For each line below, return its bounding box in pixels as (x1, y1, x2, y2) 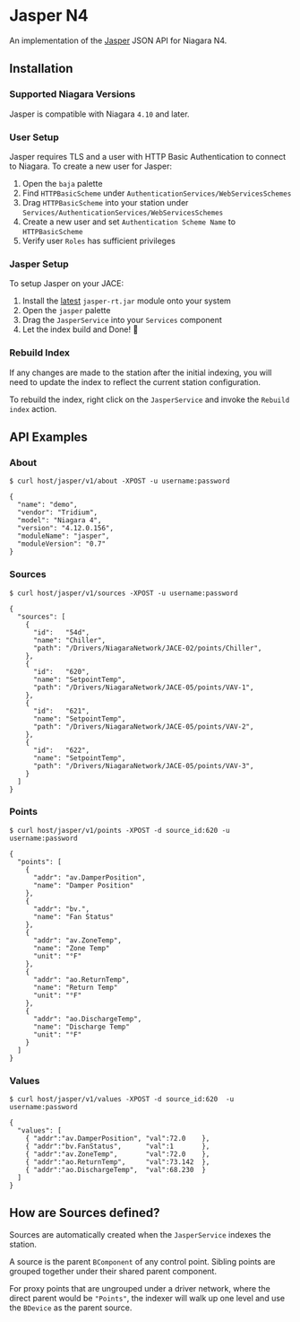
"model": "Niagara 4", (17, 516, 102, 525)
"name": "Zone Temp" (32, 943, 110, 952)
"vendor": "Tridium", (17, 508, 99, 517)
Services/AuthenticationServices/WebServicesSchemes (21, 208, 224, 217)
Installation (9, 61, 73, 76)
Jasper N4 (9, 5, 89, 26)
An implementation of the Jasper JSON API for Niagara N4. (9, 35, 227, 46)
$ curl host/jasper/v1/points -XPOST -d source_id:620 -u (9, 826, 230, 835)
